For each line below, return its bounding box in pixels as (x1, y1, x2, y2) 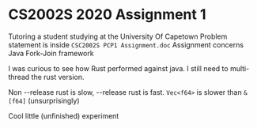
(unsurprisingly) (27, 96, 80, 105)
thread (8, 72, 30, 81)
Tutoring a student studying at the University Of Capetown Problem (8, 32, 228, 41)
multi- (229, 63, 250, 73)
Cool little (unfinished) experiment (8, 111, 119, 120)
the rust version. (31, 72, 85, 81)
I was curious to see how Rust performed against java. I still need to (8, 63, 229, 73)
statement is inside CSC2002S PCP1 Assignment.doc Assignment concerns (8, 40, 244, 49)
